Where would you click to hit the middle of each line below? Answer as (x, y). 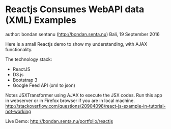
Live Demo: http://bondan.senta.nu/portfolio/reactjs (59, 121)
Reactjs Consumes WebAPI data (75, 9)
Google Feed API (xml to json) (44, 85)
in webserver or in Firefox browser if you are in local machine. (70, 101)
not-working (18, 111)
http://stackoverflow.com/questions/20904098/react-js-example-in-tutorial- (85, 106)
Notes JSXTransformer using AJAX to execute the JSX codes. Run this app (84, 95)
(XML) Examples (41, 20)
